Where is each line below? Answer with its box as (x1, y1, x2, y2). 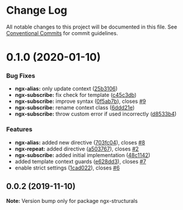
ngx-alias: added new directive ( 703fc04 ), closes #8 (14, 139, 145, 146)
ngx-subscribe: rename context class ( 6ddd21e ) (14, 104, 135, 111)
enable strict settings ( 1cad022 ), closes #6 (14, 164, 120, 171)
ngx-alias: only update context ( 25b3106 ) (14, 85, 118, 92)
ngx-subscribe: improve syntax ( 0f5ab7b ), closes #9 (14, 98, 146, 105)
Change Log (6, 4, 67, 17)
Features (6, 126, 33, 134)
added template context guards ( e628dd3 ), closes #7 (14, 158, 147, 165)
